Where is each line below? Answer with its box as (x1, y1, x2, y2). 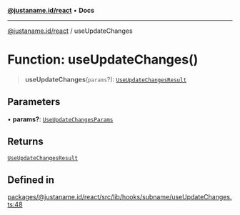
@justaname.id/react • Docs (7, 6, 95, 14)
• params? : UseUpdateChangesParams (7, 114, 114, 124)
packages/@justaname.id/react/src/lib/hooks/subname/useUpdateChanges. (7, 193, 232, 201)
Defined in (7, 174, 55, 186)
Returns (7, 136, 44, 148)
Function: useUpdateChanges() (7, 51, 199, 68)
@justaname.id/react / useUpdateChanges (7, 26, 134, 35)
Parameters (7, 96, 61, 108)
